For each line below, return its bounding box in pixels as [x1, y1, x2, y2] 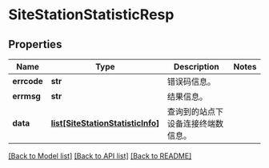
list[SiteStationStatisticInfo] [50, 118, 160, 129]
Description [173, 62, 219, 72]
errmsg [12, 90, 42, 102]
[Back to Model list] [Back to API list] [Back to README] [8, 151, 192, 161]
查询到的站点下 [167, 106, 224, 117]
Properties [8, 38, 62, 51]
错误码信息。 [167, 76, 216, 87]
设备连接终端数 [167, 118, 224, 129]
